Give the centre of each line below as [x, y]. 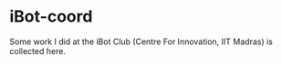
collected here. [38, 50]
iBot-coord [51, 17]
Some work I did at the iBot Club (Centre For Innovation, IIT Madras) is [141, 41]
